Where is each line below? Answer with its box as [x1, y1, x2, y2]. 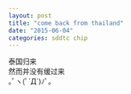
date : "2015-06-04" [8, 26, 74, 34]
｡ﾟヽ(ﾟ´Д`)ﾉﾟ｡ [8, 76, 52, 86]
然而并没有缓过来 [8, 67, 65, 76]
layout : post [8, 11, 52, 20]
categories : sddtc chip [8, 33, 88, 42]
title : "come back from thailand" [8, 19, 125, 27]
